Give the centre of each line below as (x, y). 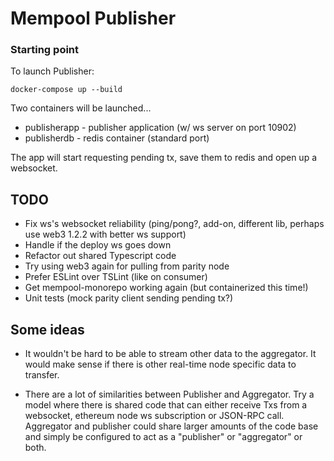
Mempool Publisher (93, 18)
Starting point (45, 50)
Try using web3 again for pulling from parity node (127, 266)
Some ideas (47, 329)
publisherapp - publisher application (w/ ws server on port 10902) (160, 128)
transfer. (42, 375)
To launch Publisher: (52, 71)
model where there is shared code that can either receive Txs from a (166, 405)
